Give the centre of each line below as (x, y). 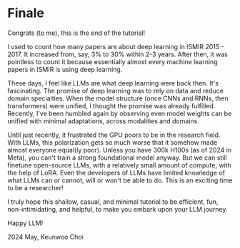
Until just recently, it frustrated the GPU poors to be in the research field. (114, 135)
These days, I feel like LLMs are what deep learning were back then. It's (113, 83)
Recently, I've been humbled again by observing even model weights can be (120, 113)
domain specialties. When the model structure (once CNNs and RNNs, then (118, 98)
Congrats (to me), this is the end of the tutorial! (76, 33)
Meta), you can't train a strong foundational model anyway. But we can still (117, 157)
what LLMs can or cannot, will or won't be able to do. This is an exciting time (120, 180)
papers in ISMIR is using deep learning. (65, 69)
